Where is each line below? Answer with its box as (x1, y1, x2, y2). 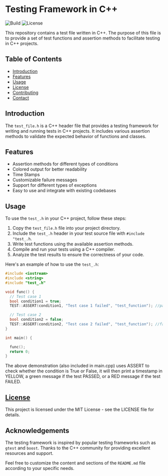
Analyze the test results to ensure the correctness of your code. (12, 252, 144, 258)
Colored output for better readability (12, 166, 87, 172)
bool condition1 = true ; (9, 299, 61, 304)
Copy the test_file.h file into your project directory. (12, 225, 121, 231)
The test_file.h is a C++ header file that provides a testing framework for (5, 123, 159, 129)
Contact (12, 95, 29, 101)
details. (5, 412, 20, 418)
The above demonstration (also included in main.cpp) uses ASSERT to (5, 363, 150, 369)
